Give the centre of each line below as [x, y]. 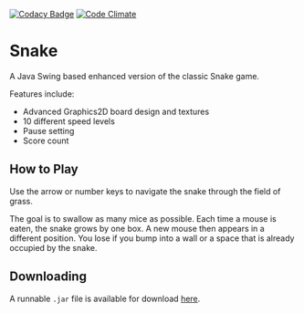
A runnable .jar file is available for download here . [105, 298]
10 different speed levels [69, 121]
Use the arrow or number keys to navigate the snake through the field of [145, 191]
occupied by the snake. [53, 247]
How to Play [44, 169]
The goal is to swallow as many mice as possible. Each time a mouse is [143, 218]
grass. [21, 201]
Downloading [48, 277]
